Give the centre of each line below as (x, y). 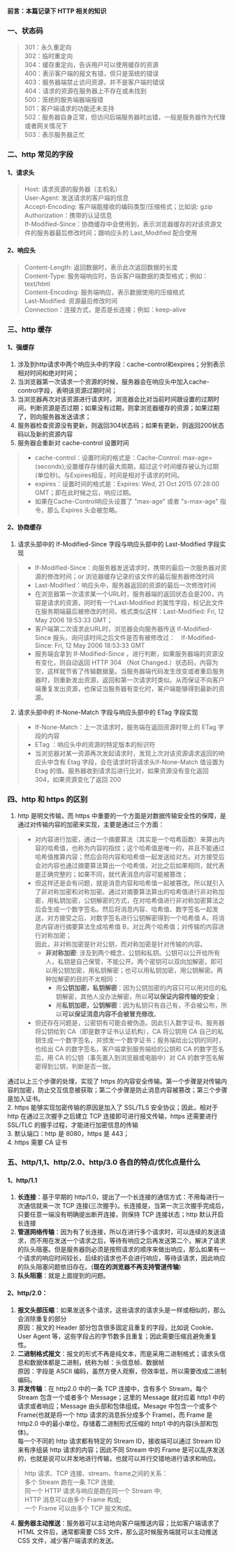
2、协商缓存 (24, 527)
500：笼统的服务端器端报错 (64, 100)
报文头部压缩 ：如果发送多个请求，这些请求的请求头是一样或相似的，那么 (121, 1310)
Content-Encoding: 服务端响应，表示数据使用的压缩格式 (104, 292)
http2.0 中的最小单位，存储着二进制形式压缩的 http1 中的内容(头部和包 (118, 1423)
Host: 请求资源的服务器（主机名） (73, 189)
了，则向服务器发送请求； (54, 416)
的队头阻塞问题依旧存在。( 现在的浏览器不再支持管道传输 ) (99, 1267)
